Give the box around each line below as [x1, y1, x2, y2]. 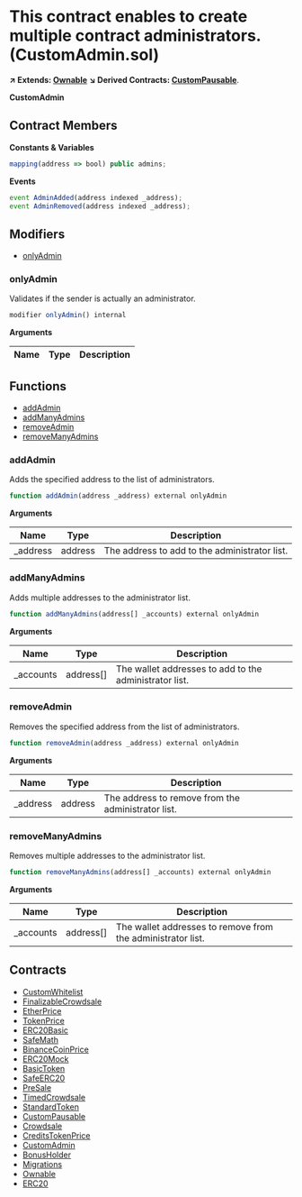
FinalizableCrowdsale [22, 996, 102, 1007]
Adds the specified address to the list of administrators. [9, 474, 216, 485]
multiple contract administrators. [9, 25, 262, 46]
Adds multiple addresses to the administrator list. [9, 592, 191, 603]
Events [9, 176, 36, 187]
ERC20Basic [22, 1025, 69, 1036]
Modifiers [9, 226, 66, 242]
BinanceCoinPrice [22, 1044, 90, 1055]
